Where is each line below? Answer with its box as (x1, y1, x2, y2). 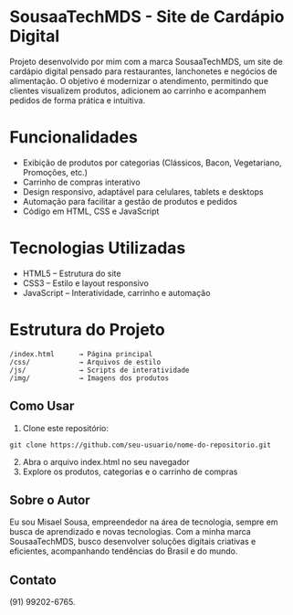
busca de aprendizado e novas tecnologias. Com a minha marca (9, 526, 251, 537)
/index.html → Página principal (9, 349, 153, 358)
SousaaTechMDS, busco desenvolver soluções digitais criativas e (9, 536, 256, 547)
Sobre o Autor (9, 492, 90, 508)
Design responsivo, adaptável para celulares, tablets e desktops (22, 186, 264, 197)
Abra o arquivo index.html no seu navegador (22, 456, 190, 467)
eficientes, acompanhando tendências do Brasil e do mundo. (9, 546, 238, 557)
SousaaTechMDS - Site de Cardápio (9, 6, 285, 27)
